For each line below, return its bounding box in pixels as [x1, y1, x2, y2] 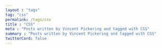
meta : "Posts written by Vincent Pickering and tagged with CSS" [5, 27, 150, 32]
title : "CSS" [5, 21, 36, 27]
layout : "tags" [5, 7, 40, 13]
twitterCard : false [5, 36, 47, 41]
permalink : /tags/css [5, 17, 52, 22]
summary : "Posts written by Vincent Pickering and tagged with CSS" [5, 31, 157, 36]
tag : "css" [5, 12, 29, 17]
